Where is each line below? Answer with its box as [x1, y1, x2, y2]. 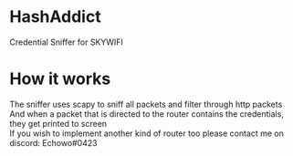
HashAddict [9, 6, 102, 27]
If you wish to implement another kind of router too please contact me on [9, 128, 285, 139]
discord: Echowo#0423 [9, 137, 98, 148]
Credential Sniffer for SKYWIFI [9, 36, 123, 47]
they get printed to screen [9, 118, 108, 129]
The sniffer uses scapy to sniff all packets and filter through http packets [9, 99, 283, 109]
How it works [9, 68, 111, 89]
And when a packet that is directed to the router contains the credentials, [9, 108, 285, 120]
